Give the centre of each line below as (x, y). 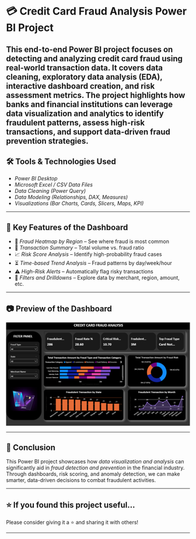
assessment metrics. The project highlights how (96, 95)
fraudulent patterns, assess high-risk (76, 123)
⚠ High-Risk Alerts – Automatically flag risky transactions (84, 272)
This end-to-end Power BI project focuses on (90, 50)
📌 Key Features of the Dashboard (67, 227)
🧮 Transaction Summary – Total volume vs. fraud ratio (79, 248)
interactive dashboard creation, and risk (80, 86)
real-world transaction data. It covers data (85, 68)
